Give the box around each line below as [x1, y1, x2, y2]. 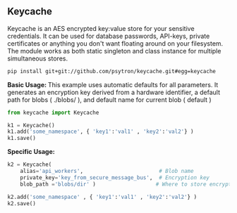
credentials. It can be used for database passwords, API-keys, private [7, 32, 210, 40]
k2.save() [7, 200, 37, 207]
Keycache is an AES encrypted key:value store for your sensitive [7, 24, 195, 32]
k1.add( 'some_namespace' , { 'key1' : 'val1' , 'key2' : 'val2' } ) [7, 128, 194, 136]
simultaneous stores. [7, 54, 68, 63]
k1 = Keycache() [7, 122, 55, 129]
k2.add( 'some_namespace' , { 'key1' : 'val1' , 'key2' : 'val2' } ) [7, 193, 197, 200]
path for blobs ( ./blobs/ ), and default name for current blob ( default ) [7, 95, 212, 104]
